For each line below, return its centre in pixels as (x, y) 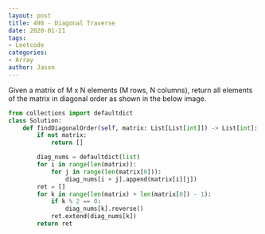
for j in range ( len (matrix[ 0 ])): (106, 172)
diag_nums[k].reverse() (105, 209)
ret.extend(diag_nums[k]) (94, 216)
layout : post (30, 16)
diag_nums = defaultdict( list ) (89, 157)
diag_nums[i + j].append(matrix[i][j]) (131, 179)
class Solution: (35, 120)
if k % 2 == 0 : (76, 201)
